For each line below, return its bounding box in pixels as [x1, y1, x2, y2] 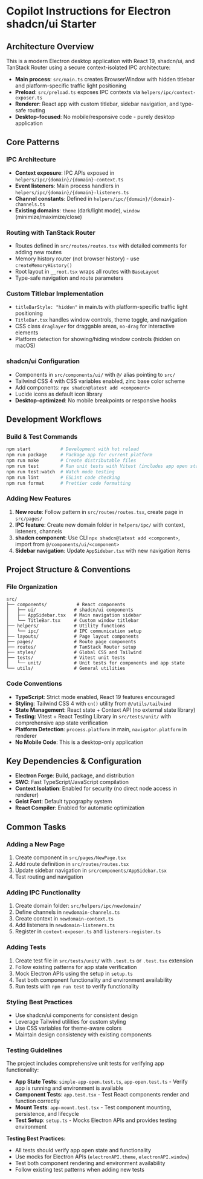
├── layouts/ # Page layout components [6, 633, 139, 640]
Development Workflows [6, 414, 102, 424]
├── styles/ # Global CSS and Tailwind [6, 649, 142, 656]
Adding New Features [6, 495, 71, 503]
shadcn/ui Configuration [6, 357, 80, 365]
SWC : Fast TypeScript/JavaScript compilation [14, 779, 129, 786]
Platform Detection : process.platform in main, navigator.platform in [14, 725, 187, 732]
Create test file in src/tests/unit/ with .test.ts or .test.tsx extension [14, 957, 193, 964]
